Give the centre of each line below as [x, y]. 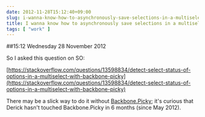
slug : [13, 18]
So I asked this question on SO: [46, 58]
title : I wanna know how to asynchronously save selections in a [91, 23]
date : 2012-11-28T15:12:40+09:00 [49, 12]
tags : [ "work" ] [28, 29]
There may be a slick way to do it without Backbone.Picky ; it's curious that [100, 101]
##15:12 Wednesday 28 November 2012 [56, 46]
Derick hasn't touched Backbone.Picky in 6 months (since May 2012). [94, 108]
